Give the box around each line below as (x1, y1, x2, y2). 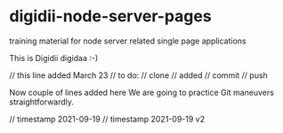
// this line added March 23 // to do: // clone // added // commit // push (9, 69, 269, 81)
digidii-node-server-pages (9, 6, 212, 27)
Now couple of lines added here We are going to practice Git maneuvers (9, 87, 274, 98)
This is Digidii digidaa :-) (9, 52, 99, 63)
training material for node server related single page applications (9, 35, 247, 46)
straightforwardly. (9, 96, 74, 107)
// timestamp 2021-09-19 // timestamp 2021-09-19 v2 (9, 113, 206, 124)
